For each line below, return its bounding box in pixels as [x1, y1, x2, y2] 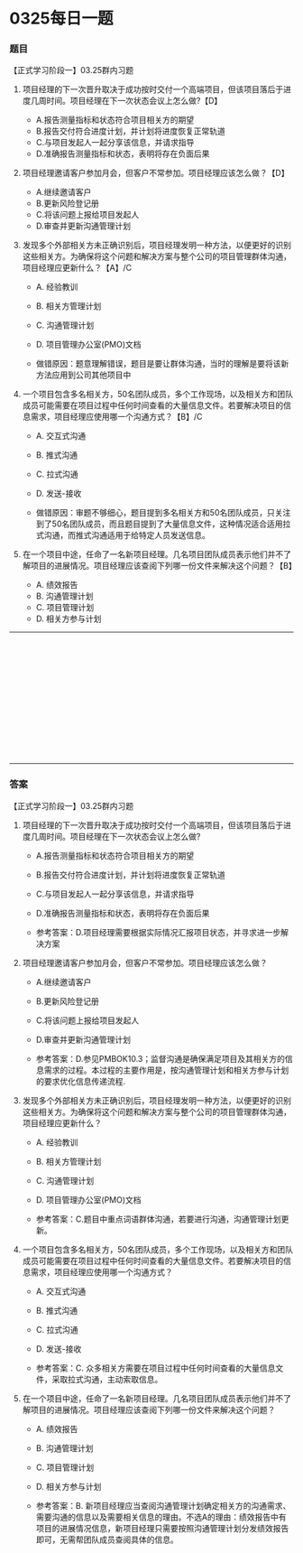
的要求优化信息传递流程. [35, 1075, 126, 1086]
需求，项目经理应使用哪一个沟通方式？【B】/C [30, 412, 203, 423]
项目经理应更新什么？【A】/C [22, 263, 133, 274]
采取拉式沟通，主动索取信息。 [51, 1373, 163, 1384]
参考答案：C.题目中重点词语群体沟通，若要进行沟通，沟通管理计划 [35, 1214, 281, 1224]
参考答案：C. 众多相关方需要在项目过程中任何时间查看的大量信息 [35, 1362, 276, 1373]
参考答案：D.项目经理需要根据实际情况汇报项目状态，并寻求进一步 [35, 926, 281, 937]
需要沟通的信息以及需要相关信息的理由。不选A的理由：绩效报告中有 [35, 1511, 287, 1522]
